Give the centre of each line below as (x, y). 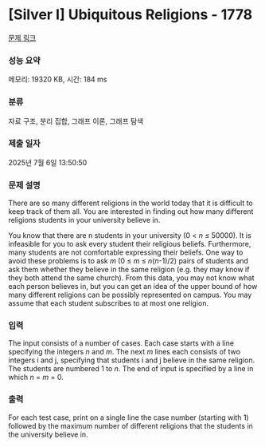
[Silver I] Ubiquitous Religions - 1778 (131, 15)
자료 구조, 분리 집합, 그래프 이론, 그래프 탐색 (76, 121)
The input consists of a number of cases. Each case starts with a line (121, 343)
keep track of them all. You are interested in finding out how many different (131, 212)
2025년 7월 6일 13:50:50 (48, 162)
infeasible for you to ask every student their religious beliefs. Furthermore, (130, 244)
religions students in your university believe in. (84, 220)
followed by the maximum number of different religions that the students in (131, 425)
